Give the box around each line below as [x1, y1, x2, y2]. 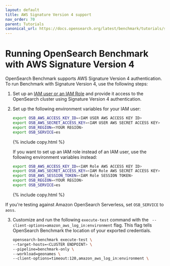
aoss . [5, 207, 16, 213]
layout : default [5, 7, 39, 13]
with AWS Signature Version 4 [5, 59, 135, 70]
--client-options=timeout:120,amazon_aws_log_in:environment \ [12, 256, 149, 261]
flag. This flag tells [113, 222, 152, 228]
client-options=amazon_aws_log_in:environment [12, 223, 113, 228]
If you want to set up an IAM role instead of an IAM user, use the [12, 149, 147, 155]
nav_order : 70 [5, 17, 35, 22]
